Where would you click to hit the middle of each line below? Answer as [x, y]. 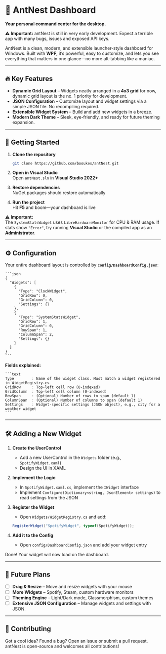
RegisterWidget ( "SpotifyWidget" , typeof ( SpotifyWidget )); [73, 526]
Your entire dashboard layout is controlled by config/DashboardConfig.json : [82, 265]
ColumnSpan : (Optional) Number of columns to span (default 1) [74, 400]
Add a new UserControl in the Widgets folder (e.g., [71, 458]
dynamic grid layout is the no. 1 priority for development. [70, 96]
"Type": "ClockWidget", [43, 291]
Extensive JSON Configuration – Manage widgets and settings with [82, 603]
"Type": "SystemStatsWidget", [49, 317]
